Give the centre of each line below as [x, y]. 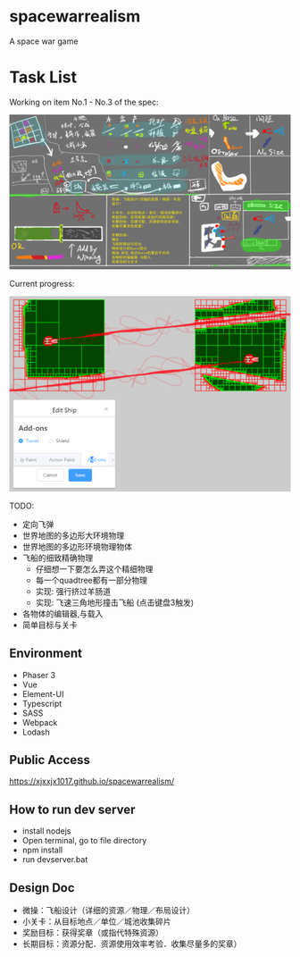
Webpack [40, 722]
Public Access [50, 760]
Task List [43, 77]
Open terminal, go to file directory [84, 841]
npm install [42, 850]
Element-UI [43, 693]
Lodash [36, 732]
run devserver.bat [55, 860]
